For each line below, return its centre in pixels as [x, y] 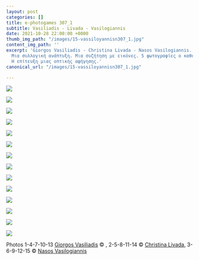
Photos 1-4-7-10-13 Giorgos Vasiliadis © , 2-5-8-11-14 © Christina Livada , [96, 245]
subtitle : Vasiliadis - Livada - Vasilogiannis [66, 28]
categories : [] [25, 17]
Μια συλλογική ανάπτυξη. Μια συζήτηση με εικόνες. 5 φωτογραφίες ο [97, 56]
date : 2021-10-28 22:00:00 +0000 [47, 34]
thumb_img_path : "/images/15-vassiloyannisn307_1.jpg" [75, 39]
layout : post [22, 12]
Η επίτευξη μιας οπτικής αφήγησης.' [57, 61]
